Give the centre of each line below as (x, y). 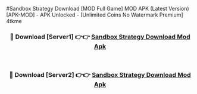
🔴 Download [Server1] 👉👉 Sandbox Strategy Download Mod (100, 37)
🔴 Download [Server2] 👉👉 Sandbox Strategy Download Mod (100, 75)
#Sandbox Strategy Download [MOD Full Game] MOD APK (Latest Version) (98, 9)
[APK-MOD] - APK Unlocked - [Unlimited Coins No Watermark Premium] (95, 15)
